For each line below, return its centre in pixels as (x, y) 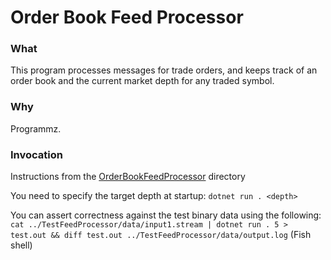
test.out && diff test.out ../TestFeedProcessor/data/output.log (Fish (161, 235)
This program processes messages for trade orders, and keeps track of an (164, 70)
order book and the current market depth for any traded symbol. (142, 81)
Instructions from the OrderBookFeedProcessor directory (128, 177)
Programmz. (36, 128)
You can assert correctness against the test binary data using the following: (166, 215)
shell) (21, 245)
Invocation (36, 154)
